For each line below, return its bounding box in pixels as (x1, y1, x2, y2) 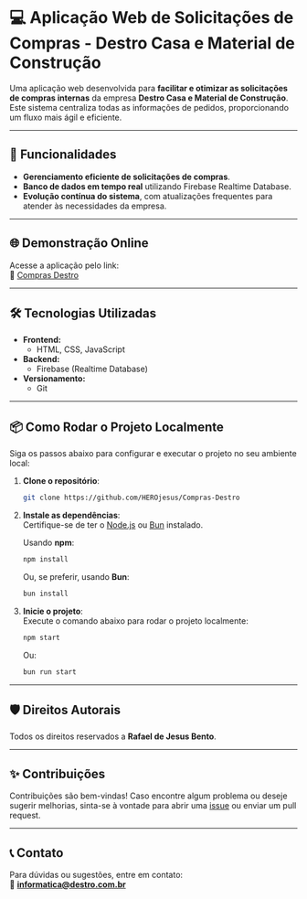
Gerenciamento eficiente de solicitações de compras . (22, 171, 231, 182)
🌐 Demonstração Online (9, 235, 149, 252)
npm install (22, 555, 69, 564)
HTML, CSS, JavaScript (36, 344, 125, 355)
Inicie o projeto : (22, 605, 84, 616)
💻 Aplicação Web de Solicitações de (9, 7, 294, 28)
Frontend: (22, 335, 61, 346)
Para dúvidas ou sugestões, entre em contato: (9, 870, 184, 880)
